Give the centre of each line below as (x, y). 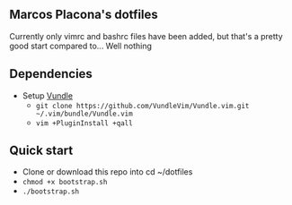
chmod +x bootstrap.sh (65, 183)
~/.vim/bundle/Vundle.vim (84, 114)
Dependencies (51, 74)
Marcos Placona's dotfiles (84, 15)
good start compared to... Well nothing (81, 46)
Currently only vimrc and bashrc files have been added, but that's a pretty (146, 36)
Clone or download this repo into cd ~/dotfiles (107, 172)
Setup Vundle (48, 95)
